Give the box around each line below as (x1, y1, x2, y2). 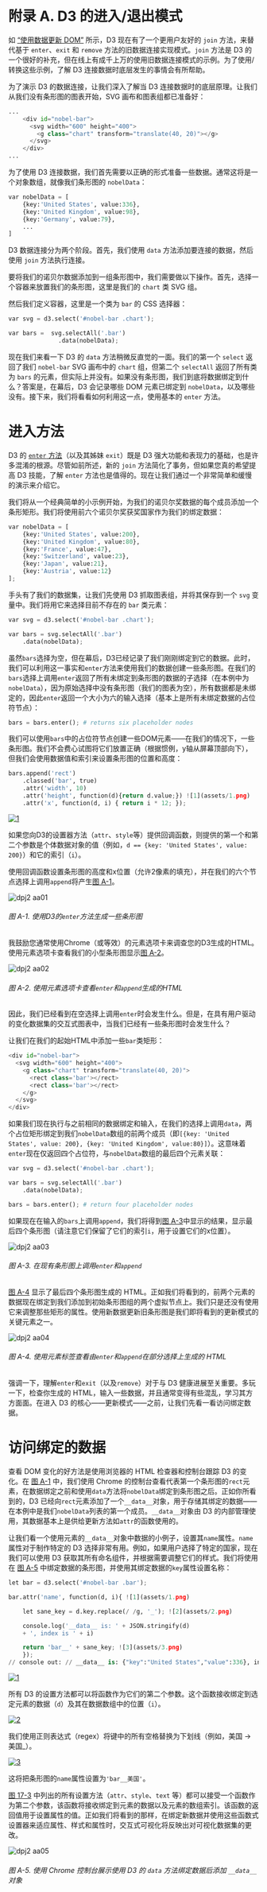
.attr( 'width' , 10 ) (22, 785, 87, 793)
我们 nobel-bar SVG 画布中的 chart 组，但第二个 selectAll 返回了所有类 (21, 362, 257, 371)
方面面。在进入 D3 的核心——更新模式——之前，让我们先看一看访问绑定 (8, 1398, 245, 1408)
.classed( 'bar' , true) (22, 777, 98, 785)
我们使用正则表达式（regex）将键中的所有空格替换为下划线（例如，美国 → (8, 1731, 252, 1741)
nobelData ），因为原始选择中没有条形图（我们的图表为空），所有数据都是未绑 (8, 683, 257, 692)
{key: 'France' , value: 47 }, (22, 545, 112, 553)
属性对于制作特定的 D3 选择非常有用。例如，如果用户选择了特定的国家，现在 (8, 1543, 258, 1553)
